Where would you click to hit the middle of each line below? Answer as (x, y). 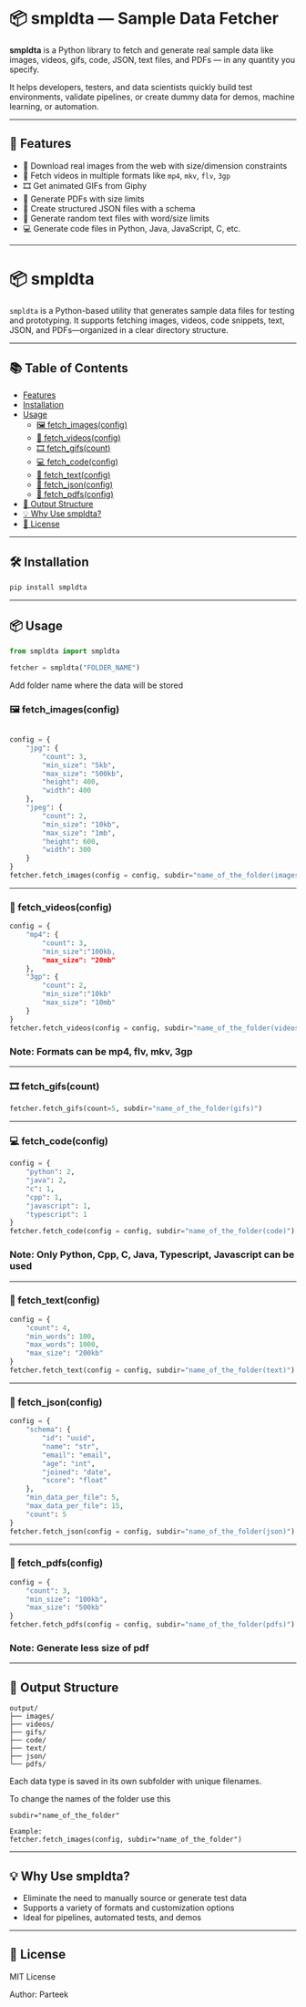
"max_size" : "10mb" (79, 1003)
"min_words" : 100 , (61, 1336)
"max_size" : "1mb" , (79, 833)
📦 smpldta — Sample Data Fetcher (144, 19)
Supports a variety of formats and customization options (128, 1908)
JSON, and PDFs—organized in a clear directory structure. (119, 329)
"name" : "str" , (71, 1446)
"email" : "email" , (77, 1455)
